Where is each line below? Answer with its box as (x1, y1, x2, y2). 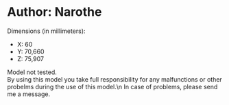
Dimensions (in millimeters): (7, 27, 86, 35)
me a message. (7, 90, 51, 98)
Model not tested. (7, 68, 57, 76)
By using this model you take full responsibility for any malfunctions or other (7, 75, 223, 83)
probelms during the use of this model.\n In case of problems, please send (7, 82, 218, 91)
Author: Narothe (7, 4, 102, 20)
